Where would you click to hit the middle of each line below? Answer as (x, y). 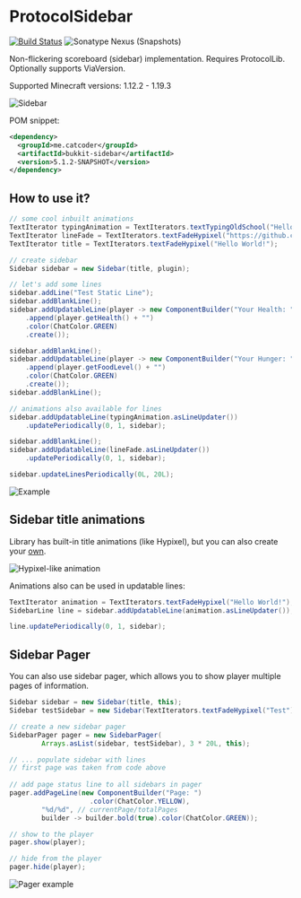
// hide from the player (56, 859)
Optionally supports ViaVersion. (67, 68)
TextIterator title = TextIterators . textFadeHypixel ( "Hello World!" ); (144, 244)
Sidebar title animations (77, 520)
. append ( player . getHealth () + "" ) (90, 318)
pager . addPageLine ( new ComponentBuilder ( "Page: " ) (106, 793)
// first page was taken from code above (88, 768)
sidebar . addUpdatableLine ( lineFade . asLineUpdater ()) (110, 450)
